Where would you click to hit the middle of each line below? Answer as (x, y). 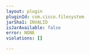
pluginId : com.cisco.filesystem (45, 17)
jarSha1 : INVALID (27, 22)
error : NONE (20, 33)
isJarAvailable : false (33, 27)
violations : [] (24, 38)
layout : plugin (24, 11)
